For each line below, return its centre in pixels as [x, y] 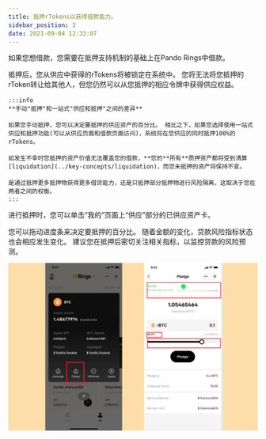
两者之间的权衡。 [32, 191]
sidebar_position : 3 [42, 25]
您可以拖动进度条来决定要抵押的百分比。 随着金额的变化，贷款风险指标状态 [131, 232]
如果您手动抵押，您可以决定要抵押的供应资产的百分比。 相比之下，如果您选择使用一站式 [131, 125]
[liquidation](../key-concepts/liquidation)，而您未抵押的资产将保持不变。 [127, 167]
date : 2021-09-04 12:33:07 [53, 33]
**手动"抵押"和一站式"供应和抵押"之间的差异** [76, 109]
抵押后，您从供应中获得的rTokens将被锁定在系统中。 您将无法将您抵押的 [126, 74]
